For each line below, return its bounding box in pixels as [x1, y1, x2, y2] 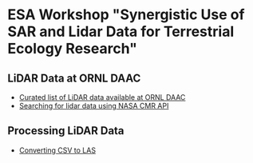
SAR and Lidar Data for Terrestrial [7, 22, 235, 41]
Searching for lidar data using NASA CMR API [18, 101, 169, 110]
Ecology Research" [7, 40, 137, 58]
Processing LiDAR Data [7, 124, 125, 137]
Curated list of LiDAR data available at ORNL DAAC [18, 93, 186, 101]
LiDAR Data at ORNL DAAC [7, 71, 141, 85]
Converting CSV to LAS [18, 145, 97, 155]
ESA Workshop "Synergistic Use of [7, 6, 245, 24]
